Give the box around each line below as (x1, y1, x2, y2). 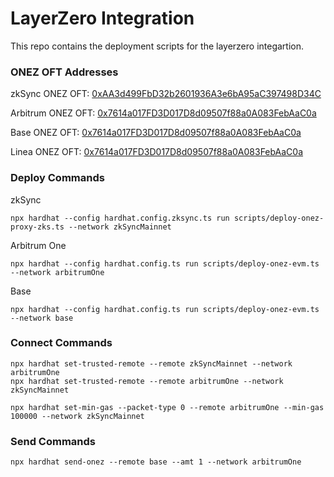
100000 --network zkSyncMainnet (10, 411, 145, 421)
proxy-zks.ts (10, 222, 65, 232)
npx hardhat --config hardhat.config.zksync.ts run (10, 213, 230, 223)
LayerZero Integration (10, 7, 195, 30)
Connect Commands (10, 336, 113, 350)
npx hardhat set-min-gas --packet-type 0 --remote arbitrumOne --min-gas (10, 402, 325, 412)
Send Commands (10, 434, 96, 448)
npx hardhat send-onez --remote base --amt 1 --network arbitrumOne (10, 457, 302, 467)
